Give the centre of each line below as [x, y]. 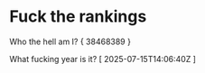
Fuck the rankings [78, 17]
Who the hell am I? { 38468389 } [70, 41]
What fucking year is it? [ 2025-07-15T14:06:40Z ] [103, 59]
